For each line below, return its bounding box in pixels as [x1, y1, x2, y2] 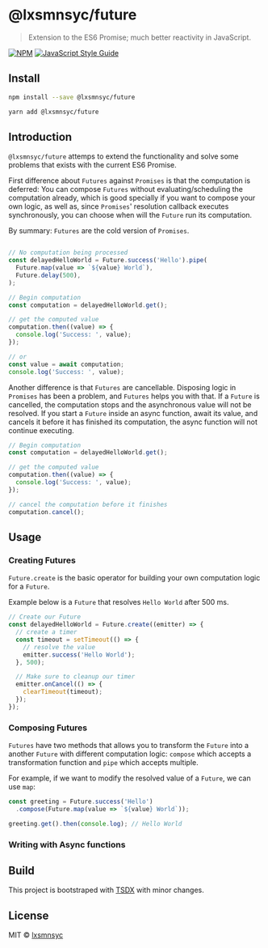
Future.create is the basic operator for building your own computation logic [8, 573, 261, 583]
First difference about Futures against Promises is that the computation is [8, 176, 251, 185]
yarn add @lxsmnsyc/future [8, 108, 99, 116]
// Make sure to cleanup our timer [15, 673, 136, 681]
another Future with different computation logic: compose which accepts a [8, 749, 252, 759]
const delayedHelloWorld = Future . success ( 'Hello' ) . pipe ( [8, 257, 207, 265]
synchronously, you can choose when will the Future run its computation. [8, 210, 253, 220]
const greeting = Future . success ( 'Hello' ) [8, 797, 153, 806]
